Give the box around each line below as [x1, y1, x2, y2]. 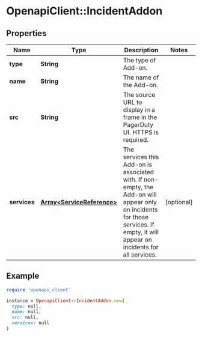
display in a [123, 106, 155, 114]
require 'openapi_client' [6, 287, 71, 293]
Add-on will [123, 190, 157, 199]
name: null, [11, 309, 42, 315]
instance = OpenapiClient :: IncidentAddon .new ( [6, 297, 125, 304]
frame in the [123, 113, 158, 121]
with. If [123, 175, 142, 184]
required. [123, 136, 149, 144]
